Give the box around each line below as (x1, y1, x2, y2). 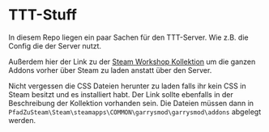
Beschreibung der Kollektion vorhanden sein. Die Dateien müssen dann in (8, 98, 254, 108)
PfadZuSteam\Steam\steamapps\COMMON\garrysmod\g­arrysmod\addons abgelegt (8, 107, 262, 117)
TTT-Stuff (8, 6, 77, 24)
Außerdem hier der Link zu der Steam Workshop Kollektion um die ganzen (8, 57, 256, 66)
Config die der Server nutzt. (8, 40, 102, 50)
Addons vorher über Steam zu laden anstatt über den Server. (8, 65, 212, 75)
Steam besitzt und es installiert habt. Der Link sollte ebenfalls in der (8, 89, 233, 99)
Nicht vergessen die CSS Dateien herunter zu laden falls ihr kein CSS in (8, 81, 246, 91)
